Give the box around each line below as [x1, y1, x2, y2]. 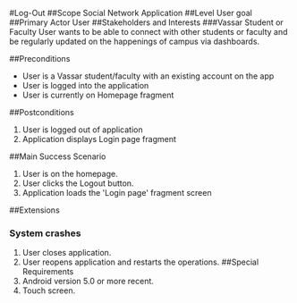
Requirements [21, 266, 74, 277]
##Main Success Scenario [9, 151, 106, 162]
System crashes [9, 227, 81, 240]
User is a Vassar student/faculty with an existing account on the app [21, 71, 275, 81]
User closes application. [21, 248, 112, 258]
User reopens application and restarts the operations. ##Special [21, 257, 259, 267]
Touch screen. [21, 285, 76, 296]
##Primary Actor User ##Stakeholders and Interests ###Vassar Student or [9, 17, 284, 28]
